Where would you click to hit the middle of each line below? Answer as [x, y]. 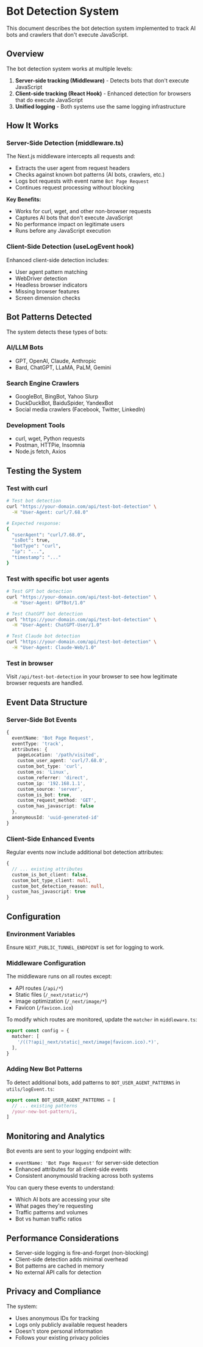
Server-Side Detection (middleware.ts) [65, 143]
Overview [25, 54]
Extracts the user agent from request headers [72, 168]
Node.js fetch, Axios [41, 452]
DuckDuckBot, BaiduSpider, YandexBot [64, 403]
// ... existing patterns [45, 1106]
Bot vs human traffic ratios [48, 1219]
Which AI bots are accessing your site [63, 1200]
